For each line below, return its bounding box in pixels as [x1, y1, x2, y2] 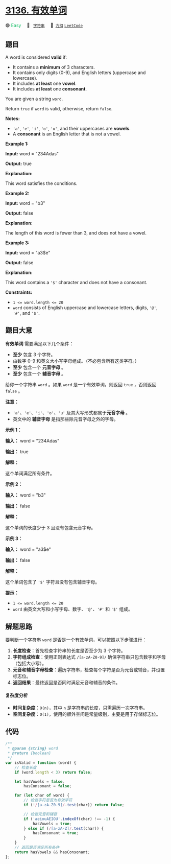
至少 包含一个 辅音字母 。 [12, 370, 66, 377]
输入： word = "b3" [5, 492, 46, 498]
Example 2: [5, 190, 30, 196]
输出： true [5, 448, 29, 455]
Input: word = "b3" [5, 200, 45, 206]
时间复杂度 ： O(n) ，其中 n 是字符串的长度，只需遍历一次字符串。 [12, 705, 148, 711]
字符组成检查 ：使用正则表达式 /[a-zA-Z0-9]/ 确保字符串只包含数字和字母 [12, 654, 166, 660]
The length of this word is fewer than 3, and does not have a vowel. [5, 229, 147, 236]
